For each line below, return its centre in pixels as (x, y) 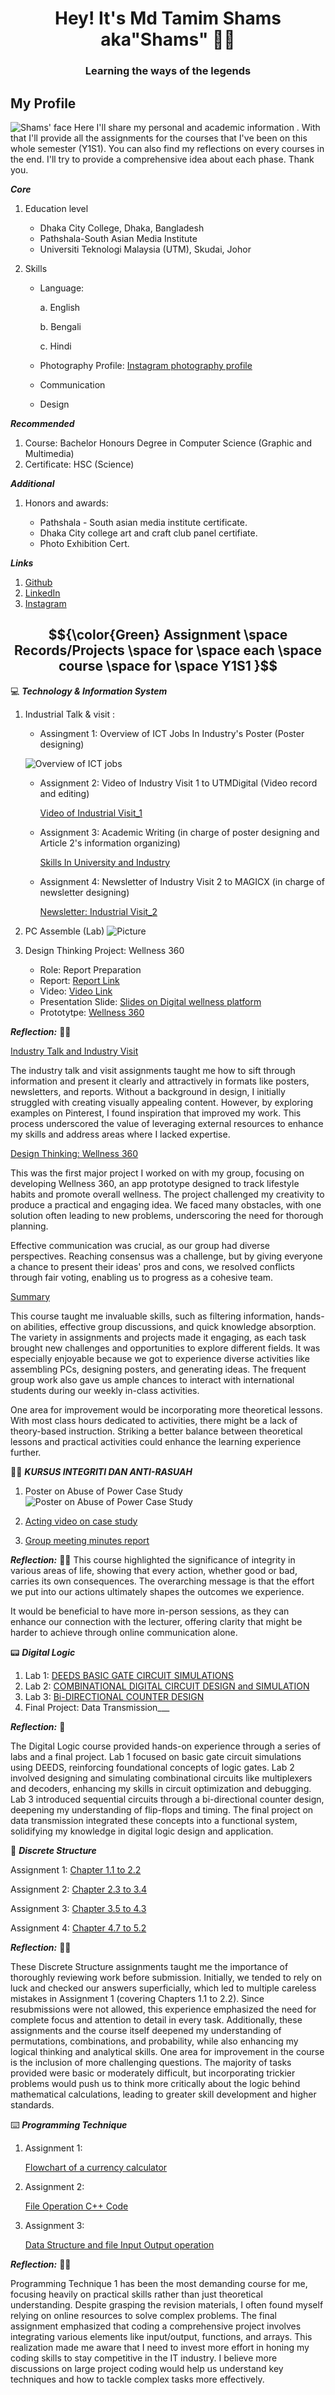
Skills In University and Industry (105, 862)
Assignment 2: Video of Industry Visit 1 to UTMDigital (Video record (178, 783)
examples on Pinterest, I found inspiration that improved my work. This (156, 1113)
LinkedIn (42, 593)
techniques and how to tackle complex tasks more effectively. (137, 2379)
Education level (56, 208)
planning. (29, 1226)
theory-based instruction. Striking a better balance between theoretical (156, 1431)
